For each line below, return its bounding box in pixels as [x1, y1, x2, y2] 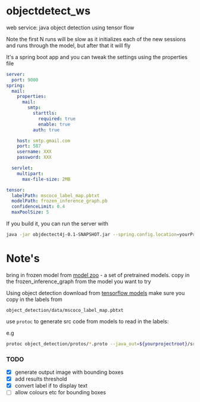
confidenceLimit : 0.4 [11, 204, 65, 210]
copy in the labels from [6, 296, 62, 303]
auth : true [32, 127, 60, 133]
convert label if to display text [14, 382, 88, 389]
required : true [37, 115, 76, 122]
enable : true [37, 121, 70, 127]
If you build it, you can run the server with [6, 220, 109, 228]
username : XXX [17, 149, 52, 155]
